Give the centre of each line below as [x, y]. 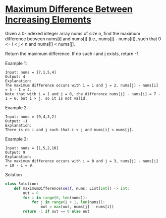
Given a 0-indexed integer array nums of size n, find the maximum [73, 33]
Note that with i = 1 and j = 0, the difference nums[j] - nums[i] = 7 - [83, 94]
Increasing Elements [48, 20]
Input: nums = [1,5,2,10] [32, 148]
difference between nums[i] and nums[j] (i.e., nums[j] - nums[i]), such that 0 [83, 39]
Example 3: [17, 139]
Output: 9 [15, 152]
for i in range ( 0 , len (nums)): [55, 198]
